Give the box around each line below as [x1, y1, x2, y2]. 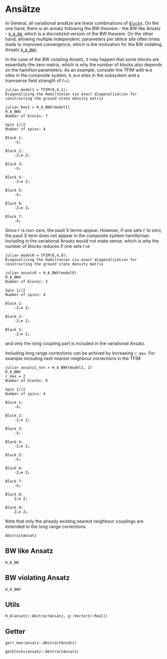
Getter [5, 627, 26, 635]
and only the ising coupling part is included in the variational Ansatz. [5, 340, 146, 346]
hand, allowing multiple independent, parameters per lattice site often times [5, 36, 161, 42]
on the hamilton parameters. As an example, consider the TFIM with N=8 [5, 66, 153, 73]
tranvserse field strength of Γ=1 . [5, 77, 71, 83]
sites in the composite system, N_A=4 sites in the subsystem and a [5, 72, 140, 78]
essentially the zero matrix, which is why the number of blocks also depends [5, 61, 163, 67]
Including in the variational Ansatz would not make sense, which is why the [5, 237, 159, 243]
